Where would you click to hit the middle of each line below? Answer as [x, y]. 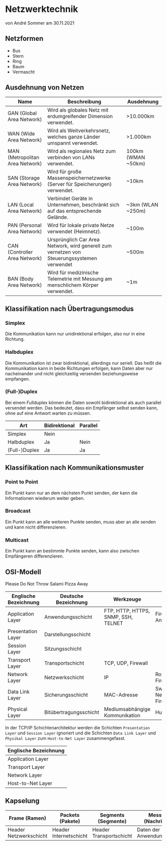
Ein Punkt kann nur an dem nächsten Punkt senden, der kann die [71, 493]
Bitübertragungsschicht [72, 712]
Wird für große [64, 171]
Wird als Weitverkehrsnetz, [79, 131]
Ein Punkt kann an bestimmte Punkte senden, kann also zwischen [72, 551]
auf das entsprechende [74, 211]
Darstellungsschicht [67, 634]
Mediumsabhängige [127, 709]
